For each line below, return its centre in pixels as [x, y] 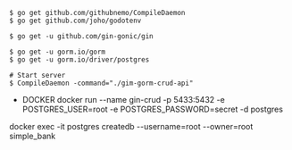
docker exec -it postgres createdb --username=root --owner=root [131, 126]
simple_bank [33, 136]
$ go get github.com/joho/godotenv [75, 21]
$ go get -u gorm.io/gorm [57, 52]
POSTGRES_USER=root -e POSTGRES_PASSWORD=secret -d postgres [153, 109]
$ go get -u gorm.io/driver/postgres [79, 60]
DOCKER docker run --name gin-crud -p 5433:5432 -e [123, 100]
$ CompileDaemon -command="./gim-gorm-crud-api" [101, 83]
